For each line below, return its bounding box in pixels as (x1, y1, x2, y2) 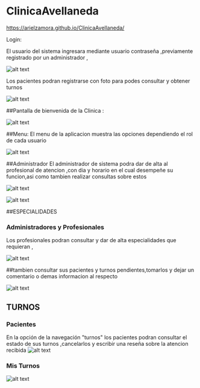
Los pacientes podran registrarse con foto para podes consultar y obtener (6, 77, 190, 84)
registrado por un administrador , (6, 54, 89, 61)
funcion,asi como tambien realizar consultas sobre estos (6, 173, 147, 180)
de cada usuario (6, 137, 47, 144)
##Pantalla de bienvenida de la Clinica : (6, 107, 104, 114)
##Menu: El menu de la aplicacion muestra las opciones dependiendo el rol (6, 130, 193, 137)
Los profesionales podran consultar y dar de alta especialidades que (6, 237, 177, 244)
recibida (6, 346, 27, 354)
